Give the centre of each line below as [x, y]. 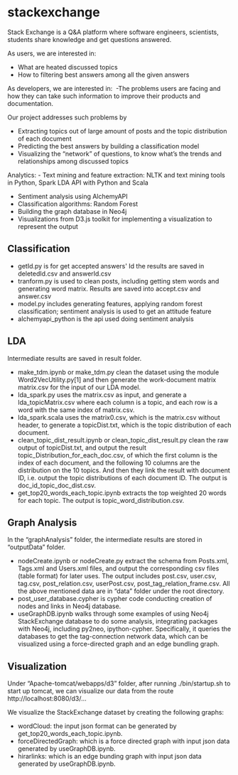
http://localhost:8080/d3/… [47, 699]
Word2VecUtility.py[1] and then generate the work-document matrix [117, 379]
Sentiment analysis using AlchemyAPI [72, 196]
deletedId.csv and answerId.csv [64, 273]
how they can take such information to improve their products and [104, 96]
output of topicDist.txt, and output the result [82, 448]
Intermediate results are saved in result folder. [75, 358]
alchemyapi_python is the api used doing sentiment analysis [106, 319]
